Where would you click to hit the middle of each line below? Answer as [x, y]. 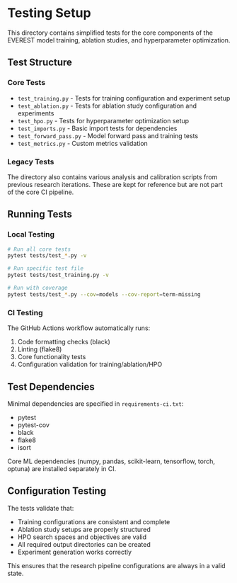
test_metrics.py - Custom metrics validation [83, 143]
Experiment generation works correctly [75, 552]
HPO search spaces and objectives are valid [82, 537]
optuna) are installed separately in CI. [62, 468]
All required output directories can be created [84, 544]
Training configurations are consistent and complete [94, 521]
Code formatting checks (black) [64, 342]
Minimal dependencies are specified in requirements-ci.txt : [96, 403]
